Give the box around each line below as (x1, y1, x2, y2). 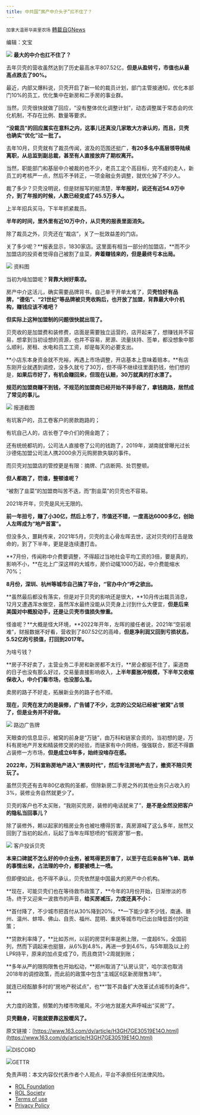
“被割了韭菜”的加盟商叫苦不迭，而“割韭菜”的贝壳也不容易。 (6, 487, 151, 494)
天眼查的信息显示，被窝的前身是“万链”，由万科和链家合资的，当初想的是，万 (6, 734, 193, 741)
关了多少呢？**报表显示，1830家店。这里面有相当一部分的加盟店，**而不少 (6, 243, 190, 250)
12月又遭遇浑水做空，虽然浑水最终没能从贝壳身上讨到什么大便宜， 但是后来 (6, 600, 189, 608)
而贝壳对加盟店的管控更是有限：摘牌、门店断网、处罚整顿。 (6, 462, 152, 469)
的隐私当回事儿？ (6, 809, 48, 816)
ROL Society (14, 1089, 46, 1096)
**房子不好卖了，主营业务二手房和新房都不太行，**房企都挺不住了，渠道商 (6, 661, 189, 668)
